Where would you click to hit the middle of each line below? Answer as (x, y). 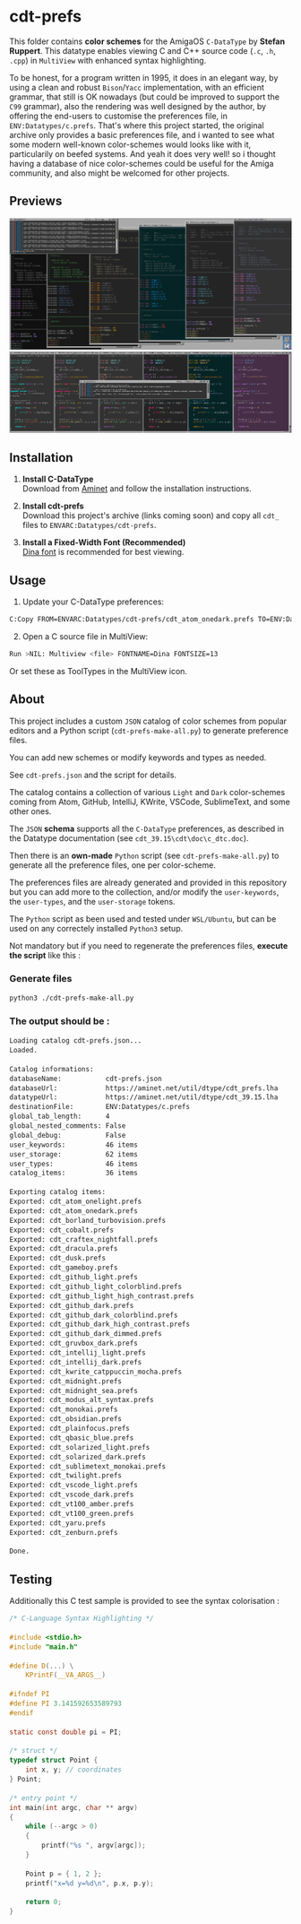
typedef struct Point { (54, 1760)
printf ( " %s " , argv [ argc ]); (94, 1846)
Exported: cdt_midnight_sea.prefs (74, 1391)
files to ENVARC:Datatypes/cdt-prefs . (89, 525)
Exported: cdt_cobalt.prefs (62, 1230)
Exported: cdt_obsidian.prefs (66, 1419)
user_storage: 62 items (74, 1154)
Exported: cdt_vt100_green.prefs (72, 1513)
